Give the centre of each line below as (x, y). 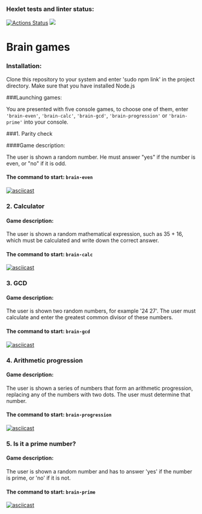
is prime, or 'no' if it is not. (38, 478)
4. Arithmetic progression (44, 360)
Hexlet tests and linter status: (50, 9)
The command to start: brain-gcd (48, 331)
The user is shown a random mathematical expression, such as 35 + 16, (95, 234)
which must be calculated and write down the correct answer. (83, 241)
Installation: (24, 66)
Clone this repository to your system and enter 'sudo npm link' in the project (101, 79)
